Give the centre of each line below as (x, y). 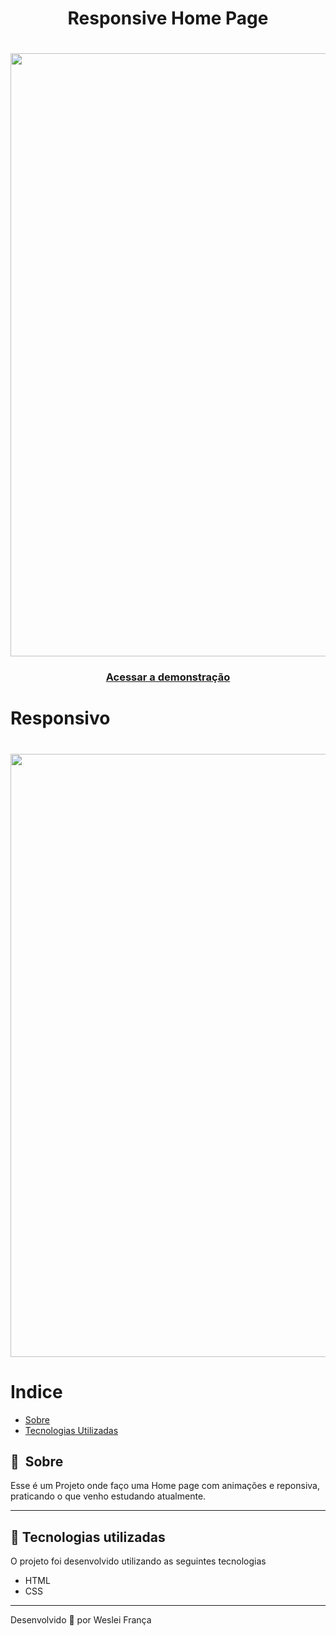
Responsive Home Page (168, 18)
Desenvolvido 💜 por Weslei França (81, 1620)
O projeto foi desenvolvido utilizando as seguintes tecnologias (138, 1561)
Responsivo (60, 718)
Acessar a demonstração (168, 677)
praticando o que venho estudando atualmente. (108, 1496)
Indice (36, 1391)
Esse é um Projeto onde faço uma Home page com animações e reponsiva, (165, 1486)
